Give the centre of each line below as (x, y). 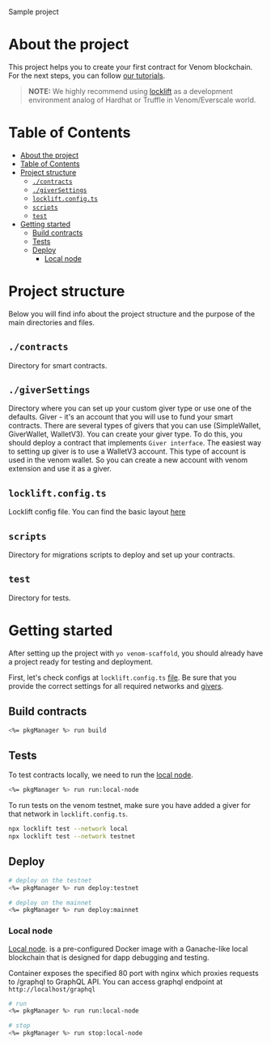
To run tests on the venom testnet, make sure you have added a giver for (129, 806)
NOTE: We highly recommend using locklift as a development (130, 91)
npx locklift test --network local (68, 829)
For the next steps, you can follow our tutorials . (87, 75)
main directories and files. (52, 322)
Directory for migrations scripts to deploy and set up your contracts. (122, 555)
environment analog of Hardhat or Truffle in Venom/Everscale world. (142, 100)
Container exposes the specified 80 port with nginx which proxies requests (133, 973)
